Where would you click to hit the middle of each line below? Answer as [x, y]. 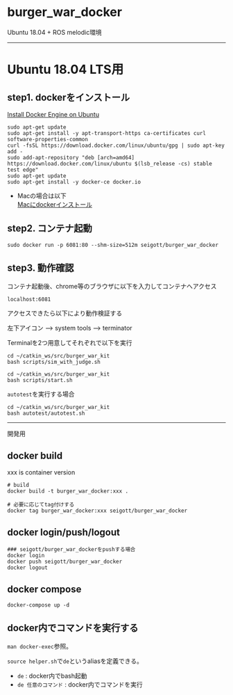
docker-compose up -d [38, 605]
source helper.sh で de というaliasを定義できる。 [75, 661]
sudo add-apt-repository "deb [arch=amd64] [71, 157]
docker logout [28, 568]
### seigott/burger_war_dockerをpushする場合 [71, 550]
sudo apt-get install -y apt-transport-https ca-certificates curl [107, 133]
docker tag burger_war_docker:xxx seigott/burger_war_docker [97, 511]
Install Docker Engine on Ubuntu [53, 114]
